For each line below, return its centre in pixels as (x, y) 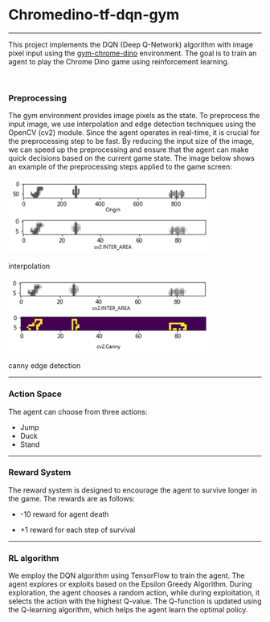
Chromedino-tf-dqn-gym (94, 15)
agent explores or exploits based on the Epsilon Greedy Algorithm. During (130, 584)
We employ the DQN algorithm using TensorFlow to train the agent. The (127, 575)
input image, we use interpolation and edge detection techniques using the (132, 124)
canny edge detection (45, 366)
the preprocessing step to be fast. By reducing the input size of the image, (131, 141)
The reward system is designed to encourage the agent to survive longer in (133, 490)
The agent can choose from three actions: (78, 411)
